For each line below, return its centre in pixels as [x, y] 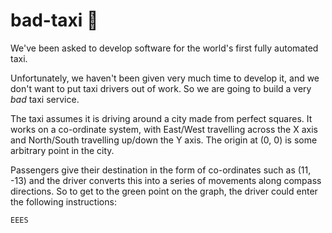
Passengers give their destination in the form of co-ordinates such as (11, [161, 170]
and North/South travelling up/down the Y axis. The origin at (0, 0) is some [164, 140]
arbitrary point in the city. [62, 150]
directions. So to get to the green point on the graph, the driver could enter [164, 191]
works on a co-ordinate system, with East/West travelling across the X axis [164, 129]
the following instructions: [63, 201]
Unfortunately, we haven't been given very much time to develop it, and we [165, 78]
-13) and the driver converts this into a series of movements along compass [166, 180]
